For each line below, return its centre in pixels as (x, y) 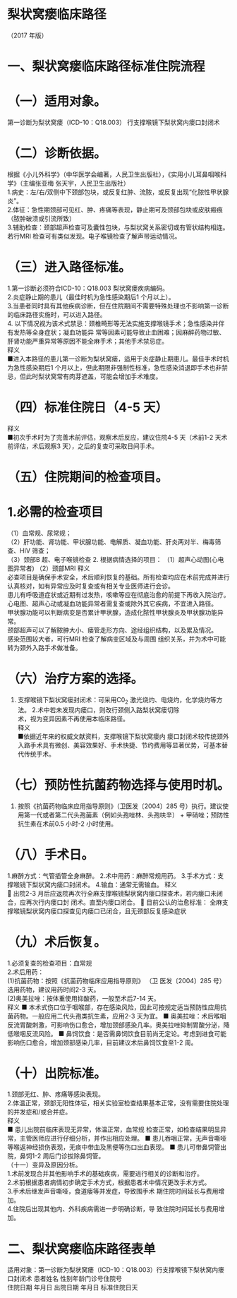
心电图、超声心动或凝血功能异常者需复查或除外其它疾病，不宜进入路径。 (112, 603)
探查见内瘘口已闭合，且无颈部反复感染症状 (124, 911)
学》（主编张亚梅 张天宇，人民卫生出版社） (68, 183)
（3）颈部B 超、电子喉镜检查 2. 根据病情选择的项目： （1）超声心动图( (109, 559)
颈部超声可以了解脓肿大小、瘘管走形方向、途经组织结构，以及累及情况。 (112, 630)
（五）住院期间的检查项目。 (88, 477)
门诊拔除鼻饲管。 (80, 1156)
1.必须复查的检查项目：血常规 (50, 963)
